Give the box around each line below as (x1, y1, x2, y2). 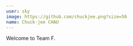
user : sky (6, 8, 30, 14)
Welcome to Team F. (6, 35, 56, 42)
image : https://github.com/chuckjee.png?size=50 (6, 14, 127, 20)
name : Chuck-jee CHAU (6, 19, 59, 25)
